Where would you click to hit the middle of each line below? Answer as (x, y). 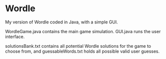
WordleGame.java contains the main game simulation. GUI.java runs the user (83, 31)
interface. (15, 37)
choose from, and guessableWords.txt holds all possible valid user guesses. (82, 51)
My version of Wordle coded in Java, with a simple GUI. (62, 22)
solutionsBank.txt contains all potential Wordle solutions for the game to (78, 46)
